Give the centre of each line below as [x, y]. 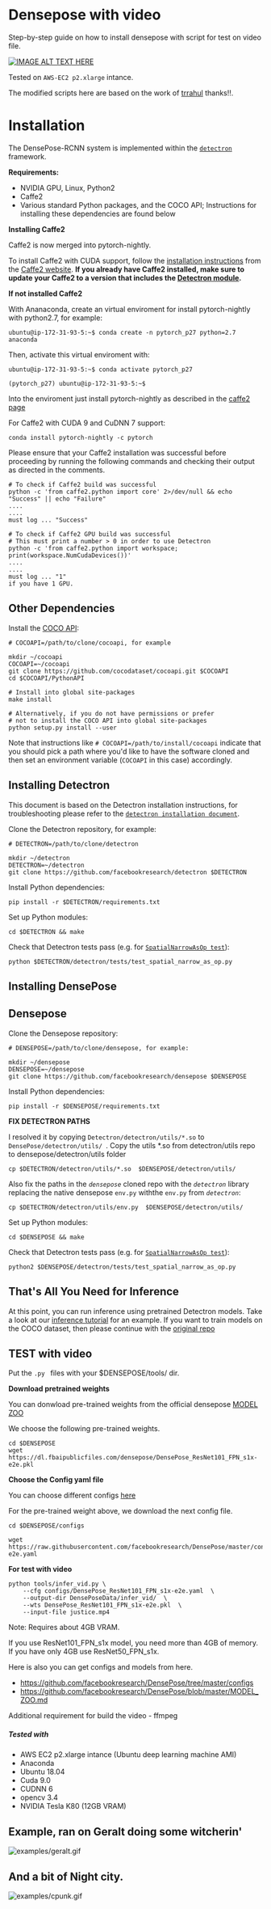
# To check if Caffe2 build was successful [83, 484]
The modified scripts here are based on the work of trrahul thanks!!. [121, 93]
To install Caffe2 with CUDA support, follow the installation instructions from [135, 260]
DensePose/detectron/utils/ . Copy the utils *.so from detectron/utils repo [132, 1145]
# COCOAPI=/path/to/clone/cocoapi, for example [90, 643]
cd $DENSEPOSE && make [46, 1237]
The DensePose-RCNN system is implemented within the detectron [120, 148]
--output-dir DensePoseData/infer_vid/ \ [95, 1599]
